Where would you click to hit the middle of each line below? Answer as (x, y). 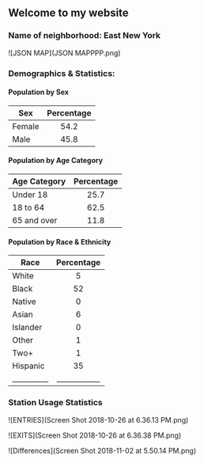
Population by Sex (39, 92)
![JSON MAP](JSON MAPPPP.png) (64, 53)
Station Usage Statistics (55, 403)
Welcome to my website (68, 13)
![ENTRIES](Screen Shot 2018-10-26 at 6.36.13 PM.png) (98, 419)
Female (26, 126)
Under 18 (30, 195)
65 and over (35, 221)
